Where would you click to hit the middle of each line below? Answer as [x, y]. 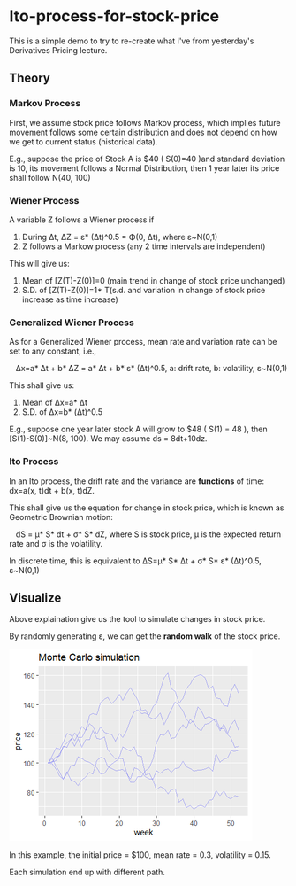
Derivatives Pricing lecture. [58, 50]
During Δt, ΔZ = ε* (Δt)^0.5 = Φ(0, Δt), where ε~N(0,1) [120, 237]
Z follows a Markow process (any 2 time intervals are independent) [144, 246]
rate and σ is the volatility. [56, 543]
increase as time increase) [70, 299]
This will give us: [39, 263]
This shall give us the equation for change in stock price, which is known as [147, 508]
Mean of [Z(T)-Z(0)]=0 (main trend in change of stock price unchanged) [153, 280]
